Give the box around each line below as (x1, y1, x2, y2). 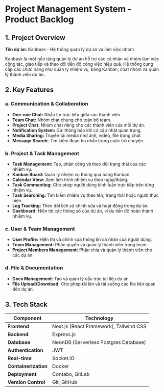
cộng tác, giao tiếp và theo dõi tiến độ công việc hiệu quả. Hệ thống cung (5, 61, 153, 67)
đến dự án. (12, 286, 34, 292)
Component (13, 315, 42, 322)
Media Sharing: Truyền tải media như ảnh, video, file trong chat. (12, 132, 142, 138)
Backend (7, 331, 28, 338)
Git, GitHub (52, 379, 77, 386)
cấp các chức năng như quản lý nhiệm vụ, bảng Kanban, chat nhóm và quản (5, 66, 159, 72)
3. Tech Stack (5, 300, 48, 309)
